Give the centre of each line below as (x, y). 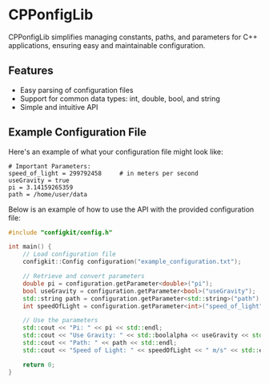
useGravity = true (39, 180)
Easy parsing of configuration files (76, 90)
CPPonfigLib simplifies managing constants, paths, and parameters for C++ (133, 37)
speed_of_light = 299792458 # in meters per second (103, 173)
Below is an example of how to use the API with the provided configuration (131, 209)
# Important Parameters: (50, 166)
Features (31, 71)
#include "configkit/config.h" (60, 232)
